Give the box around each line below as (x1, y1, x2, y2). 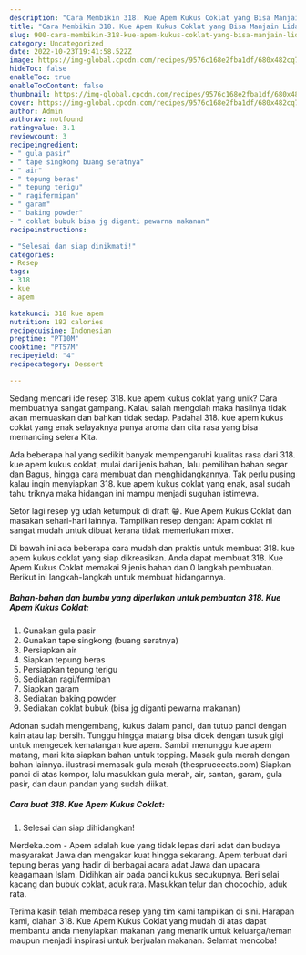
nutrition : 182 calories (9, 317, 104, 326)
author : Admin (9, 107, 64, 116)
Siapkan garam (22, 683, 80, 693)
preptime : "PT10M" (9, 334, 79, 344)
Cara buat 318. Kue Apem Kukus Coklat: (9, 799, 166, 810)
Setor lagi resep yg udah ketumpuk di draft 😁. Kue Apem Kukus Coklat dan (9, 505, 291, 516)
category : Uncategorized (9, 38, 104, 48)
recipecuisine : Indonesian (9, 325, 112, 335)
